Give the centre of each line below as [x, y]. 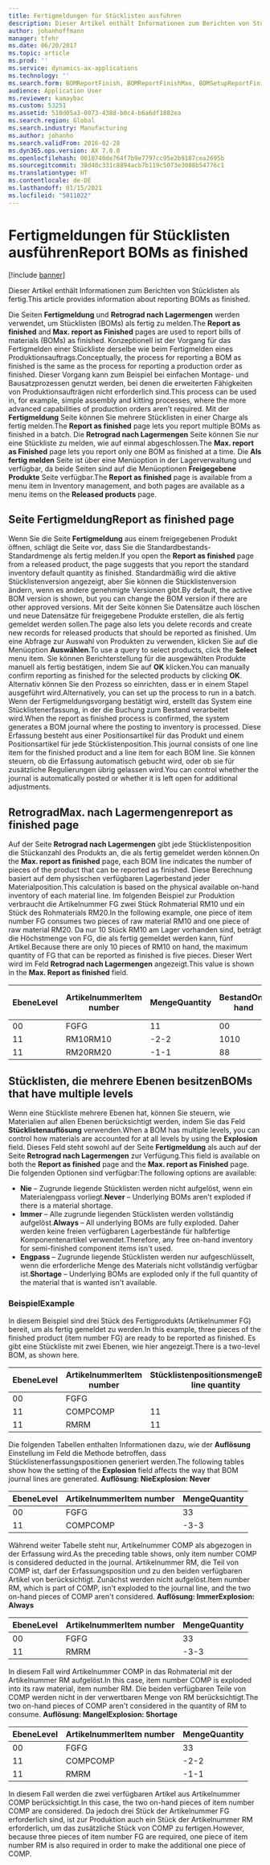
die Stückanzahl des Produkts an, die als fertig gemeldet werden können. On [134, 853]
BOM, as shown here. [44, 1355]
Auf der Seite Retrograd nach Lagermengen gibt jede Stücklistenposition [130, 844]
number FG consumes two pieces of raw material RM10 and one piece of [129, 921]
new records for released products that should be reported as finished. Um [133, 633]
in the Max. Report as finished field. [68, 973]
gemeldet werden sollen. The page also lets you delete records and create [130, 624]
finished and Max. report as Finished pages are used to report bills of [125, 332]
